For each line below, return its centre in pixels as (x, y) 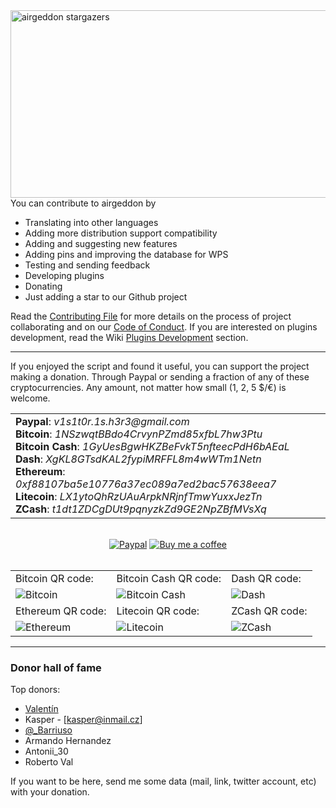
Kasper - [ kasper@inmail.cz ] (83, 720)
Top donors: (35, 690)
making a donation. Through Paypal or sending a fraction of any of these (160, 377)
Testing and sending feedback (87, 265)
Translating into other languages (91, 222)
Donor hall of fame (56, 667)
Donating (43, 286)
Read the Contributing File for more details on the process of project (151, 316)
